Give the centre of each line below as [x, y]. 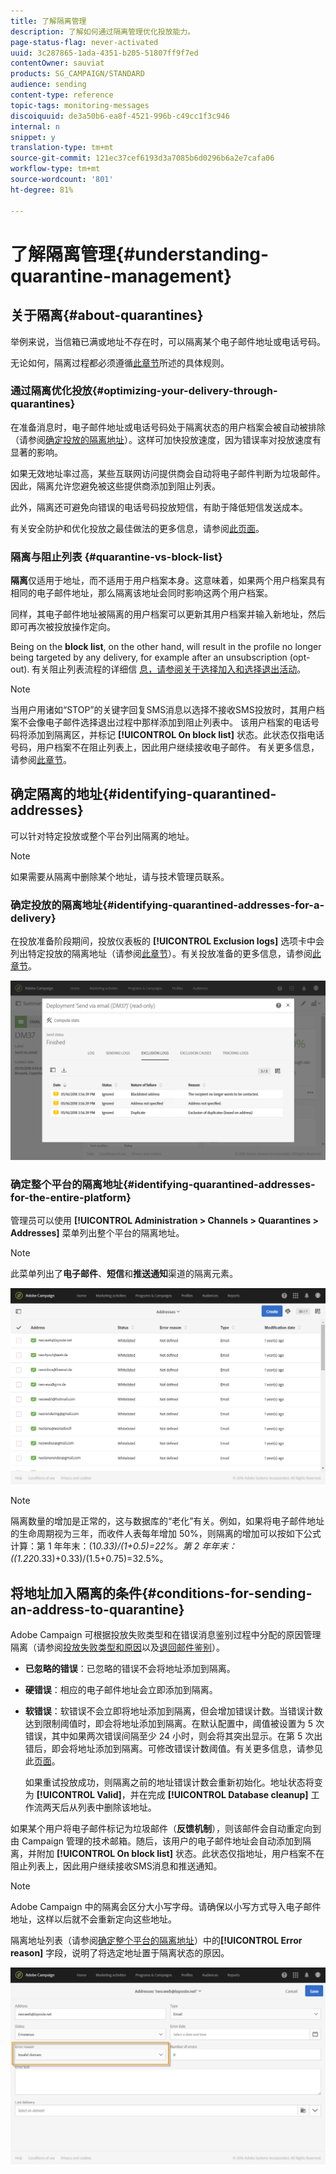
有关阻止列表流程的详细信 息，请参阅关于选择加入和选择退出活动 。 [169, 669]
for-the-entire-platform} [71, 1197]
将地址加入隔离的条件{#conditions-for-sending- [161, 1593]
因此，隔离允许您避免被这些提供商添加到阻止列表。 [115, 486]
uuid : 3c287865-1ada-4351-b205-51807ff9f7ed [104, 53]
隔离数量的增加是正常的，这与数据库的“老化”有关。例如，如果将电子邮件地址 [167, 1521]
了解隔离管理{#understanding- [140, 254]
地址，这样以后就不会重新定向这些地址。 [93, 1919]
